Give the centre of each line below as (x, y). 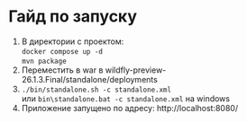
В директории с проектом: (73, 41)
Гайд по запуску (73, 17)
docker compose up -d (62, 51)
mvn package (44, 61)
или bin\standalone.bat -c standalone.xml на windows (126, 98)
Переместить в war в (62, 70)
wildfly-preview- (136, 70)
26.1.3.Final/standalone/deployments (90, 79)
